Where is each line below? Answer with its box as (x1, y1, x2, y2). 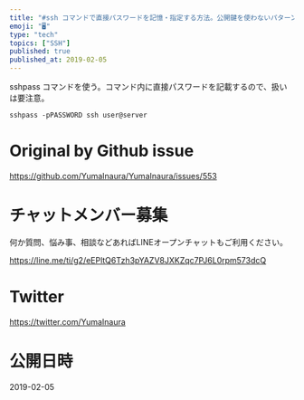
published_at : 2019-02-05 (9, 55, 107, 64)
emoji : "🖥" (9, 22, 52, 31)
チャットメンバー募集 (9, 205, 168, 226)
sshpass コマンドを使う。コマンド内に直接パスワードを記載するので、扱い (9, 81, 288, 91)
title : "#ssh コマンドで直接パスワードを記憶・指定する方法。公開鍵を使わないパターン (9, 13, 297, 23)
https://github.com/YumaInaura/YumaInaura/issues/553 (9, 170, 217, 181)
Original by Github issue (9, 141, 195, 161)
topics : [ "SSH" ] (9, 38, 71, 48)
